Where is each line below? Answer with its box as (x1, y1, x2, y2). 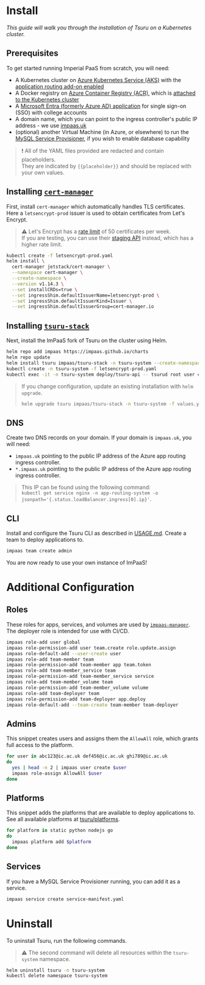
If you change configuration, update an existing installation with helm (21, 382, 193, 390)
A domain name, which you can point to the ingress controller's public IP (15, 115, 198, 122)
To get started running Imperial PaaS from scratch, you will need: (6, 64, 170, 72)
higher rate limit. (21, 240, 63, 248)
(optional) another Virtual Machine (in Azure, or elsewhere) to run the (15, 128, 189, 135)
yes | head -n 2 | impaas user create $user (12, 764, 127, 771)
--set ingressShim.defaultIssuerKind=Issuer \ (12, 298, 132, 304)
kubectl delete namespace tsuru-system (6, 973, 108, 979)
